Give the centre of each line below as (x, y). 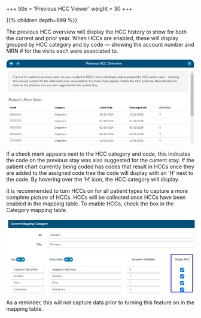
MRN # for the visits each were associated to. (62, 51)
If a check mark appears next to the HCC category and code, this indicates (98, 154)
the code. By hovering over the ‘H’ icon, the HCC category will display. (93, 179)
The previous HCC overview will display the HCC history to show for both (97, 32)
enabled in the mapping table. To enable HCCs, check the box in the (90, 204)
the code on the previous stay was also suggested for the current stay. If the (100, 160)
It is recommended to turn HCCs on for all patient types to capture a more (97, 190)
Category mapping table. (37, 210)
